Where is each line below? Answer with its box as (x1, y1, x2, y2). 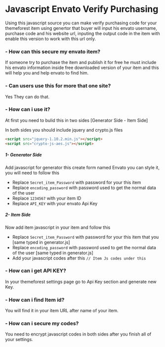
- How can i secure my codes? (5, 320, 79, 327)
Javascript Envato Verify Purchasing (5, 3, 159, 15)
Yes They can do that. (5, 93, 50, 100)
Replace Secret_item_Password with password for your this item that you (12, 234, 159, 240)
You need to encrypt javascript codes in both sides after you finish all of (5, 331, 152, 337)
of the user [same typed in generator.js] (12, 250, 94, 256)
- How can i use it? (5, 106, 50, 113)
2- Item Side (5, 212, 31, 218)
